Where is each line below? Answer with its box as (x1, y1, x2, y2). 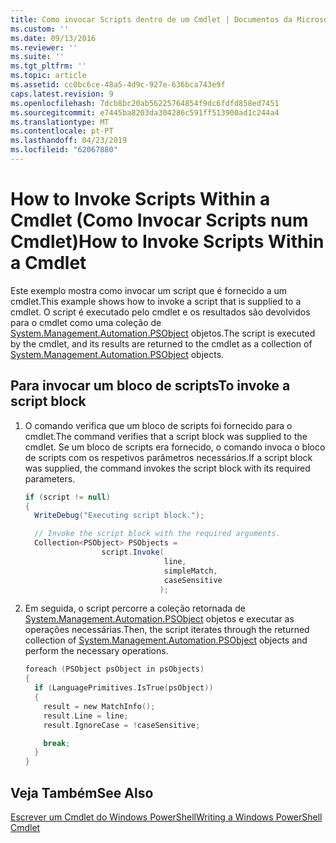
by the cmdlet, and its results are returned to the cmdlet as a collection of (10, 337, 313, 350)
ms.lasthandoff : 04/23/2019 (10, 136, 128, 146)
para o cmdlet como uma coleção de (10, 316, 162, 328)
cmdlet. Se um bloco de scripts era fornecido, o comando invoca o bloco (24, 441, 326, 453)
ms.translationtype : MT (10, 117, 110, 127)
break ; (43, 738, 71, 748)
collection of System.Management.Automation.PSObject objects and (24, 634, 308, 646)
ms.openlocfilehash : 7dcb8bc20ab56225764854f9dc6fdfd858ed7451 (10, 98, 280, 108)
